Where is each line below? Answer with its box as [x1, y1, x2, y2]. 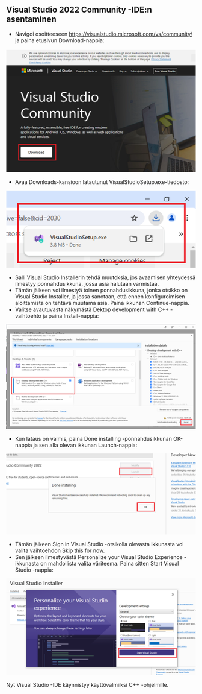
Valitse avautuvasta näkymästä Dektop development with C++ [14, 306, 170, 313]
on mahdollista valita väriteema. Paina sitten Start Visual [40, 560, 179, 567]
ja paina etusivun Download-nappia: [14, 36, 105, 44]
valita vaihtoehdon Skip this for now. [14, 547, 105, 554]
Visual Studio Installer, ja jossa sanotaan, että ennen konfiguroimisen [14, 292, 185, 300]
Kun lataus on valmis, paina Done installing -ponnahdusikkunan [14, 435, 173, 443]
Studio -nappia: [14, 566, 54, 573]
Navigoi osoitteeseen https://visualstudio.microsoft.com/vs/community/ [14, 30, 192, 37]
